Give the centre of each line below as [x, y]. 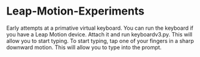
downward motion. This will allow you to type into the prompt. [84, 47]
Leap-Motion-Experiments [76, 11]
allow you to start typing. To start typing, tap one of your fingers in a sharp [100, 41]
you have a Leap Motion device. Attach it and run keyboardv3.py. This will [99, 34]
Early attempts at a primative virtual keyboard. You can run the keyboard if [100, 28]
